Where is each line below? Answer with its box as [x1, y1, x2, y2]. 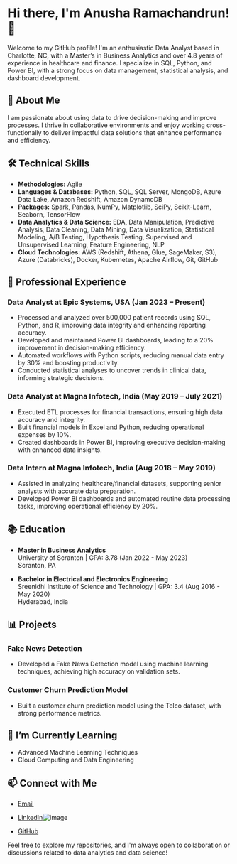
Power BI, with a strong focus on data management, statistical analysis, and [7, 66, 228, 75]
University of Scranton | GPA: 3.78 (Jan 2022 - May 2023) [17, 553, 188, 562]
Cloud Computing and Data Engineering [17, 755, 135, 765]
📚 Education [7, 524, 66, 536]
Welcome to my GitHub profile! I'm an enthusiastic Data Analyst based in [7, 43, 220, 52]
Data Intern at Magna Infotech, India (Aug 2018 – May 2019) [7, 463, 216, 473]
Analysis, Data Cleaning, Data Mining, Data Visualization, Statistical [17, 225, 214, 234]
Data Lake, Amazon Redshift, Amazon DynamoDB [17, 195, 163, 203]
